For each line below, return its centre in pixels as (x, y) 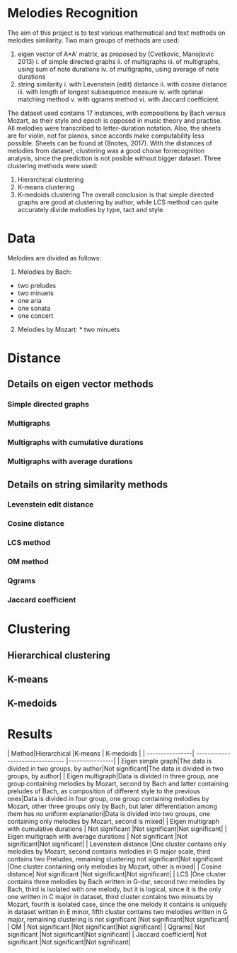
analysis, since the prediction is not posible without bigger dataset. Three (114, 158)
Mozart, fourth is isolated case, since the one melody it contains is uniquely (117, 904)
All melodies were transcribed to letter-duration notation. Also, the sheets (114, 128)
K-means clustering (46, 187)
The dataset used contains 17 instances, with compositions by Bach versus (117, 113)
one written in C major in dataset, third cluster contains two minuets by (110, 897)
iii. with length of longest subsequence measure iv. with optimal (110, 92)
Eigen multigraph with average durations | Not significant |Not (97, 837)
